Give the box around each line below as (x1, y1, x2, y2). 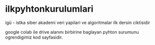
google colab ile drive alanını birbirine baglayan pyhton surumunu (5, 29, 139, 35)
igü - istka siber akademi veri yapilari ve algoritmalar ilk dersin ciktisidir (5, 20, 151, 25)
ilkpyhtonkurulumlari (5, 3, 93, 15)
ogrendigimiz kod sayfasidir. (5, 34, 63, 40)
